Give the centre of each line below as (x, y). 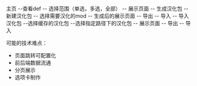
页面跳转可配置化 (35, 55)
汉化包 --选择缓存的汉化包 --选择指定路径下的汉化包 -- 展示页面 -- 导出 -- (95, 23)
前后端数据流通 (33, 63)
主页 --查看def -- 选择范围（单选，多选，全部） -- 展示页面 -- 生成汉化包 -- (97, 8)
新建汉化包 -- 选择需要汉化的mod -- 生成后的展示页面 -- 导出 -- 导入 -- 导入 (98, 16)
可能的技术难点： (27, 43)
